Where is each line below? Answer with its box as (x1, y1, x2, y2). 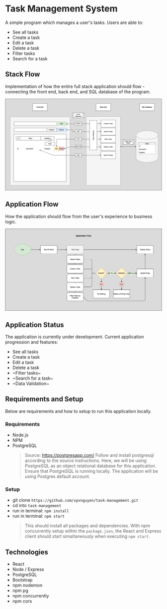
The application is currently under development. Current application (5, 334, 144, 340)
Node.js (12, 432, 29, 438)
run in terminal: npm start (12, 513, 65, 519)
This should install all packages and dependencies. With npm (24, 523, 151, 529)
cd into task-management (12, 502, 62, 509)
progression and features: (5, 339, 58, 345)
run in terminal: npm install (12, 508, 70, 514)
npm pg (12, 588, 28, 594)
